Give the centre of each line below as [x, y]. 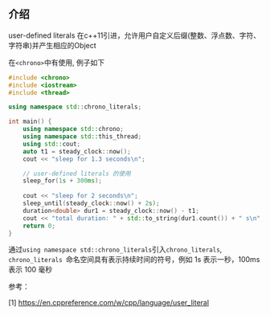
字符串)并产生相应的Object [52, 45]
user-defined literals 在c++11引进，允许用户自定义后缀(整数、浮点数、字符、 [135, 35]
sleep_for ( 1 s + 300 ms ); [63, 181]
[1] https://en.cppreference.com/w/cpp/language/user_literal [109, 303]
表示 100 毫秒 [31, 270]
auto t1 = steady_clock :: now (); [77, 151]
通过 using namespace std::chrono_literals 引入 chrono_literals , [115, 250]
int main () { [30, 122]
